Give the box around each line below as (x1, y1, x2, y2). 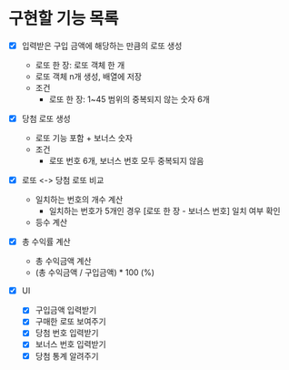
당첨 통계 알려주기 (35, 350, 99, 361)
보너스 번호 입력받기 (35, 339, 106, 350)
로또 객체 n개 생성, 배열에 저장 (35, 71, 143, 82)
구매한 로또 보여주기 (35, 316, 106, 327)
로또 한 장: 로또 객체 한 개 (35, 60, 125, 70)
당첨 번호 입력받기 (35, 327, 99, 338)
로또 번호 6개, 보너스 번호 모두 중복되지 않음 (48, 156, 204, 167)
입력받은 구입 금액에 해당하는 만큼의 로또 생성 (21, 40, 183, 51)
